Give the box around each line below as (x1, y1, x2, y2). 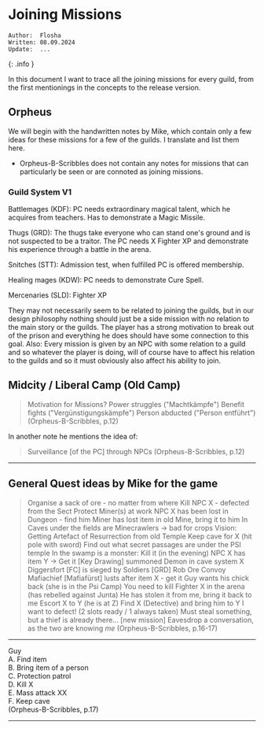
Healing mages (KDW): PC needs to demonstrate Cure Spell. (8, 276, 204, 285)
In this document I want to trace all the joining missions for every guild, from (8, 74, 254, 83)
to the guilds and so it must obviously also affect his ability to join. (8, 356, 222, 365)
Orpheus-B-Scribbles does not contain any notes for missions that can (19, 158, 249, 168)
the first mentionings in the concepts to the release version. (8, 83, 201, 92)
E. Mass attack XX (8, 687, 68, 698)
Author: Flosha (8, 31, 61, 39)
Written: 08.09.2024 (8, 38, 76, 46)
